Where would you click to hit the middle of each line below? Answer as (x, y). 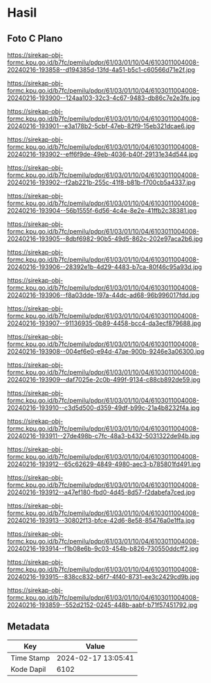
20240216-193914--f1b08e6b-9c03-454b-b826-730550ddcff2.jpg (103, 548)
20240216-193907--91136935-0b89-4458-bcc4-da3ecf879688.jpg (104, 323)
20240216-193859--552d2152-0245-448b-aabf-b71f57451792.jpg (102, 605)
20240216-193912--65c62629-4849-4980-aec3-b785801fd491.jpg (104, 464)
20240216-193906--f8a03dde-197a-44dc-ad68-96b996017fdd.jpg (103, 295)
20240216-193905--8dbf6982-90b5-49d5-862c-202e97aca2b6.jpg (105, 239)
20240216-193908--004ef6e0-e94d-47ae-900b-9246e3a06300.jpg (106, 351)
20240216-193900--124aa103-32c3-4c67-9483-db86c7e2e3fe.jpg (104, 98)
